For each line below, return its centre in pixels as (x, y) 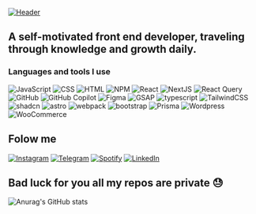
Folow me (32, 139)
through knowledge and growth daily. (102, 49)
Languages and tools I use (59, 72)
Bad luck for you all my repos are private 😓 (116, 183)
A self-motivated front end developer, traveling (126, 37)
